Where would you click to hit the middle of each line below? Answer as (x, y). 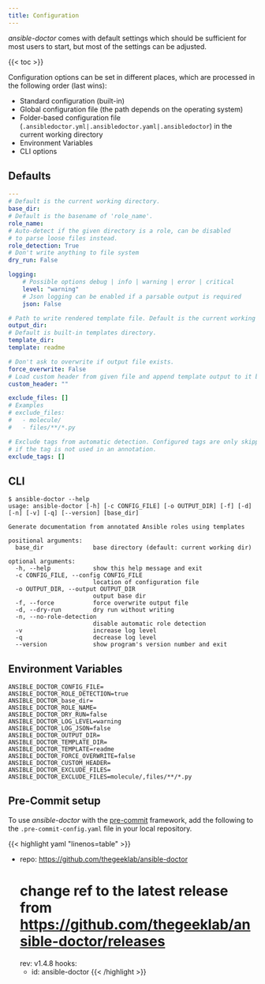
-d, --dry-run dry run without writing (95, 610)
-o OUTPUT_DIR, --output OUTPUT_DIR (75, 590)
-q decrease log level (86, 638)
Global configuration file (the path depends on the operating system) (131, 109)
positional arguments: (45, 541)
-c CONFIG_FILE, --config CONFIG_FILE (79, 575)
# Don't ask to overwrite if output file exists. (91, 362)
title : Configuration (44, 15)
